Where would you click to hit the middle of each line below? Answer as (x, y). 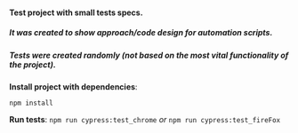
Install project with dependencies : (73, 86)
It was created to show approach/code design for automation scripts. (141, 33)
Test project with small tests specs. (77, 12)
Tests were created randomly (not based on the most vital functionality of (149, 55)
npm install (31, 103)
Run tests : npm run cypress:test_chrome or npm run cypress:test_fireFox (145, 119)
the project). (32, 64)
